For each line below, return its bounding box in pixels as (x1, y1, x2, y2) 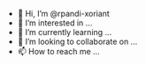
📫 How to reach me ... (17, 47, 100, 56)
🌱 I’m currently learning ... (17, 27, 112, 37)
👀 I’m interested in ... (17, 18, 93, 28)
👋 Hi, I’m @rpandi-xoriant (17, 9, 111, 18)
